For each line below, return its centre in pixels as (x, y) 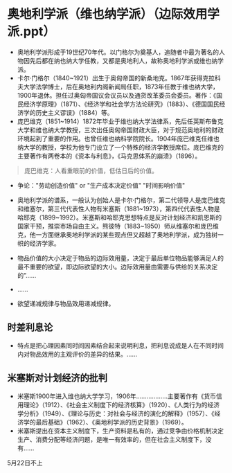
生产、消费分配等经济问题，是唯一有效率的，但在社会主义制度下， (111, 439)
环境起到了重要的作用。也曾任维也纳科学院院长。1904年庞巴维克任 (112, 139)
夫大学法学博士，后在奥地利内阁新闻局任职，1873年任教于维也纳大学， (118, 87)
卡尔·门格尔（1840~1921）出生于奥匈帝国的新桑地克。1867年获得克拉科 (119, 78)
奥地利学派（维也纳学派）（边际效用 (107, 14)
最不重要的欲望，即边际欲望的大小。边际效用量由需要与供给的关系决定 (117, 267)
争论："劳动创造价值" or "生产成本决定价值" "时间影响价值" (101, 185)
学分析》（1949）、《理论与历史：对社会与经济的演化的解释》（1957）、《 (116, 413)
